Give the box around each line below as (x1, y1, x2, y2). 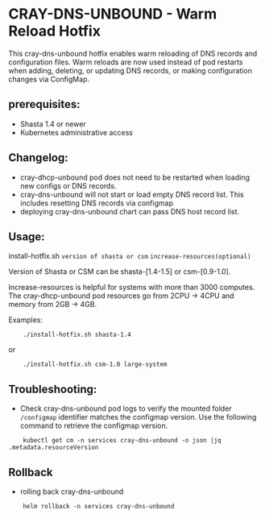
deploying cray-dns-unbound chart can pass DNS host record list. (19, 206, 240, 216)
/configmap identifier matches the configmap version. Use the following (19, 412, 257, 422)
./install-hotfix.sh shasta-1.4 (23, 331, 131, 339)
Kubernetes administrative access (19, 127, 133, 137)
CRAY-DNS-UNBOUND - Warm (8, 5, 217, 23)
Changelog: (8, 151, 68, 165)
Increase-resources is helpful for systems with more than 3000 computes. (8, 283, 255, 292)
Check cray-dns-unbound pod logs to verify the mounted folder (19, 404, 232, 413)
